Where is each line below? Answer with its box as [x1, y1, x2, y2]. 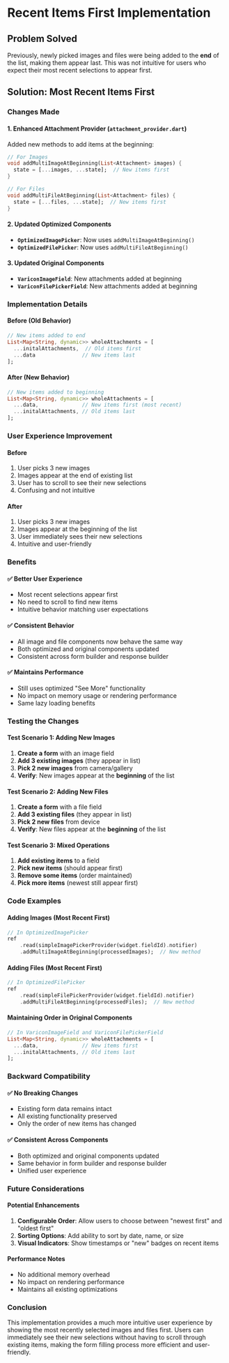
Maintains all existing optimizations [17, 1285, 118, 1293]
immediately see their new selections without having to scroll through [7, 1333, 207, 1341]
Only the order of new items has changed [17, 1119, 137, 1128]
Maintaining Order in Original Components [7, 1013, 133, 1022]
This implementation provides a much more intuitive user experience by [7, 1318, 213, 1327]
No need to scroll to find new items [17, 598, 118, 606]
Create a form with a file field [17, 803, 102, 811]
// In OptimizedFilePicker [7, 979, 86, 986]
